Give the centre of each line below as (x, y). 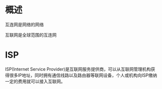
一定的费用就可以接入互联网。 (35, 81)
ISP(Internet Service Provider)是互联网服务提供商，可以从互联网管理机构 (78, 69)
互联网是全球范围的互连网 (31, 35)
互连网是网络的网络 (24, 24)
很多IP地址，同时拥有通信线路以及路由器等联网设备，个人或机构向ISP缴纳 (83, 75)
